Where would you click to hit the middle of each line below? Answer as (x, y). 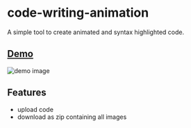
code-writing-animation (78, 13)
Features (27, 93)
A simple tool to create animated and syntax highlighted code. (96, 32)
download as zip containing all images (72, 117)
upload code (35, 109)
